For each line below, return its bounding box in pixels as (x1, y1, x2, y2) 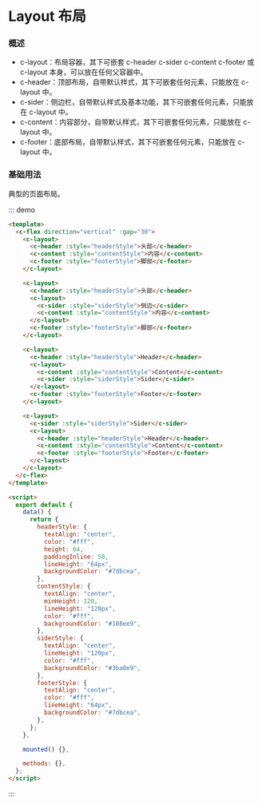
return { (29, 516, 59, 524)
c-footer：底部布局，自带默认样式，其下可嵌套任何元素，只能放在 (19, 137, 236, 147)
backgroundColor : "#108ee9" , (43, 620, 141, 628)
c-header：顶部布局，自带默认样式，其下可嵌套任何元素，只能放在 (19, 77, 240, 87)
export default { (15, 501, 73, 509)
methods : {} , (22, 759, 66, 767)
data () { (22, 508, 52, 516)
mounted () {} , (22, 745, 69, 753)
